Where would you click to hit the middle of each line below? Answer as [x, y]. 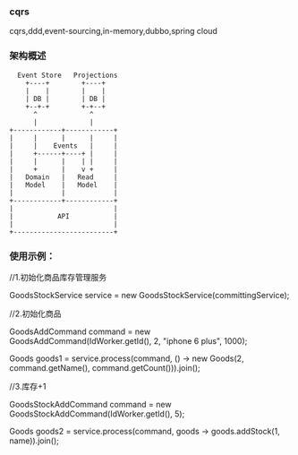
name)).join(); [34, 441]
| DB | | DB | [65, 99]
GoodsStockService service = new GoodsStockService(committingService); [149, 295]
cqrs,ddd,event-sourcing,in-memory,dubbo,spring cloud [113, 31]
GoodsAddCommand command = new [80, 331]
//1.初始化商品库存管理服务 [58, 277]
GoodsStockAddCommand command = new [90, 404]
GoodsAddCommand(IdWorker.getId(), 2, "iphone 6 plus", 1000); [128, 340]
